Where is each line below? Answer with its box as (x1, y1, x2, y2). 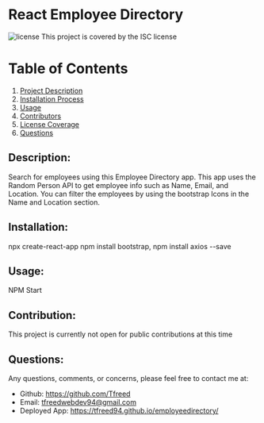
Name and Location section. (8, 197, 101, 207)
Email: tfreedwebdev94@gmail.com (19, 397, 137, 406)
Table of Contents (8, 60, 128, 78)
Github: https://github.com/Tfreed (19, 389, 131, 398)
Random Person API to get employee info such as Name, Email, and (8, 180, 228, 190)
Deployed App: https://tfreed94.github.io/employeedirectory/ (19, 406, 219, 415)
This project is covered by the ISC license (40, 32, 177, 41)
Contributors (19, 111, 62, 121)
